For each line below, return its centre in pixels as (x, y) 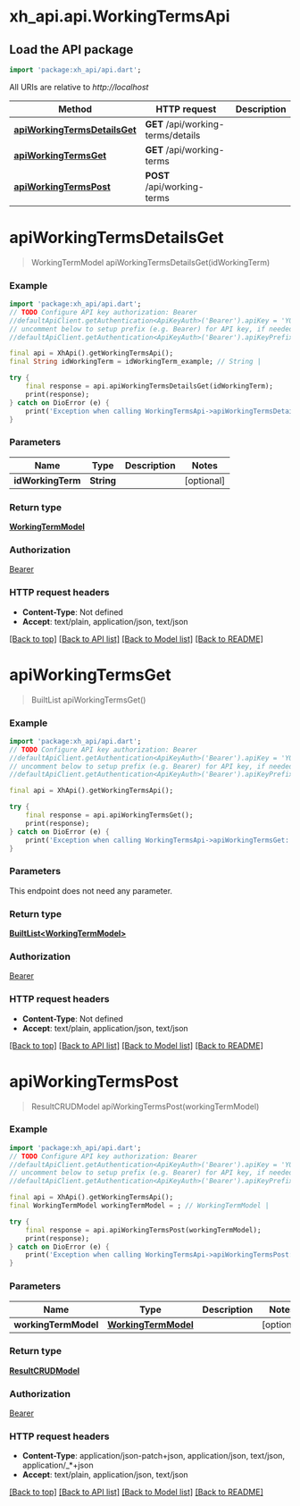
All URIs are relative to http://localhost (79, 87)
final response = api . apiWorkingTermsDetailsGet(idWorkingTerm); (150, 386)
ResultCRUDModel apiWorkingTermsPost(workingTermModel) (145, 1106)
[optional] (205, 480)
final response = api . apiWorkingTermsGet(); (109, 815)
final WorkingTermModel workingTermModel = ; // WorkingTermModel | (139, 1206)
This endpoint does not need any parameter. (91, 890)
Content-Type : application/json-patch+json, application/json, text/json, (154, 1456)
